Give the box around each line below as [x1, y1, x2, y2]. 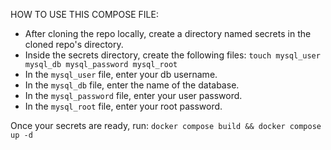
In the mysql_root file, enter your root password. [24, 100, 223, 112]
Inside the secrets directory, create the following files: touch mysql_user [24, 49, 321, 61]
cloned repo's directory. [24, 39, 124, 50]
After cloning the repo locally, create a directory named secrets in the [24, 28, 312, 39]
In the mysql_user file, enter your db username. [24, 69, 218, 80]
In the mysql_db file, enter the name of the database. [24, 79, 240, 91]
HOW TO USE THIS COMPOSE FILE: [10, 9, 159, 20]
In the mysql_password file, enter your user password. [24, 90, 243, 101]
